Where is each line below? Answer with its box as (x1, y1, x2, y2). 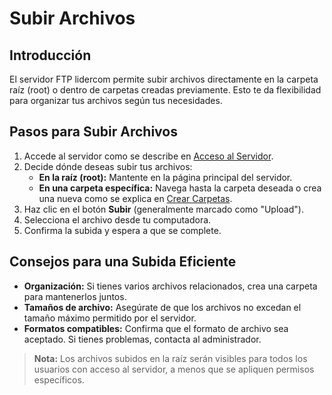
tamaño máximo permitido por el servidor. (23, 312, 197, 324)
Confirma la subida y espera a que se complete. (23, 224, 222, 236)
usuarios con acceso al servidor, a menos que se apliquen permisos (33, 363, 315, 375)
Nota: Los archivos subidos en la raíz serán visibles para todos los (33, 352, 308, 364)
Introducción (9, 47, 92, 64)
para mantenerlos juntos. (23, 290, 127, 302)
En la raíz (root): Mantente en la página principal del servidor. (38, 171, 293, 183)
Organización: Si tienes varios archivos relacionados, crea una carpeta (23, 280, 318, 292)
